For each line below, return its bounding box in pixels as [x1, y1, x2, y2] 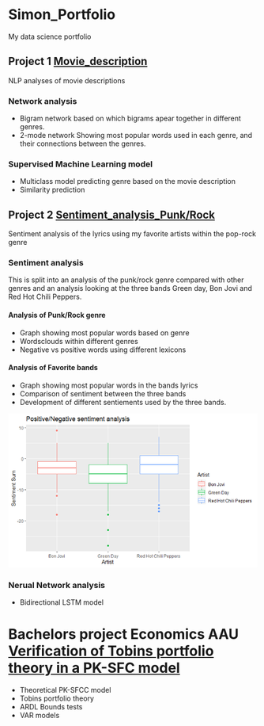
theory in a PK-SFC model [8, 659, 180, 677]
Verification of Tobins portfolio [8, 642, 214, 660]
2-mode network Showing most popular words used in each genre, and [19, 131, 253, 140]
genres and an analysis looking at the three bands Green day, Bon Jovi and [8, 284, 253, 293]
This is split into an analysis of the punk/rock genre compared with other [8, 275, 244, 285]
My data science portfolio [8, 32, 92, 41]
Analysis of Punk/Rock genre [8, 311, 106, 320]
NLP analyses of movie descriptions [8, 75, 126, 85]
